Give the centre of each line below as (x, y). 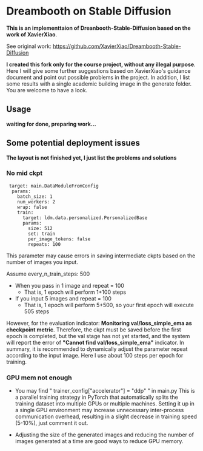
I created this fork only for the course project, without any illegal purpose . (101, 64)
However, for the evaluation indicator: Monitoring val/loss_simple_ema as (99, 323)
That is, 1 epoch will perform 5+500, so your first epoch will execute (109, 305)
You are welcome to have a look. (47, 90)
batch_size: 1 (35, 196)
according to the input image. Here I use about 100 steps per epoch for (95, 355)
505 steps (37, 311)
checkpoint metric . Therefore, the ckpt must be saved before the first (94, 330)
